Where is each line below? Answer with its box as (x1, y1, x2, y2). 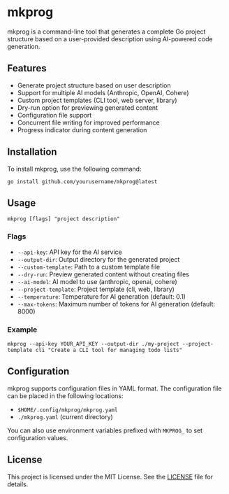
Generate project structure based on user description (17, 81, 171, 90)
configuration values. (7, 433, 68, 442)
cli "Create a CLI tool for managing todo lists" (35, 346, 183, 353)
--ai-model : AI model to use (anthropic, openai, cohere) (17, 277, 178, 285)
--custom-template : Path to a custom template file (17, 262, 161, 271)
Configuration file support (17, 111, 92, 119)
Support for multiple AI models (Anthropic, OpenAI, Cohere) (17, 88, 190, 97)
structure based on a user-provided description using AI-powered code (7, 34, 213, 43)
